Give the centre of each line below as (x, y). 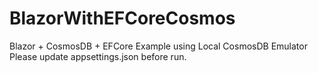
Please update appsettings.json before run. (98, 56)
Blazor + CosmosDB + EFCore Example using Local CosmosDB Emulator (158, 46)
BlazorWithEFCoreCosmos (122, 18)
